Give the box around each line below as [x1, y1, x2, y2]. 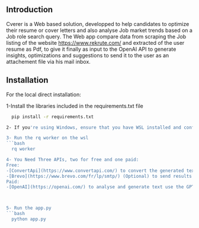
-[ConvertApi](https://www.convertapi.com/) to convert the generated [6, 168, 184, 174]
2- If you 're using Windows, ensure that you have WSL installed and [6, 124, 182, 131]
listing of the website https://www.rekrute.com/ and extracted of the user [6, 39, 185, 46]
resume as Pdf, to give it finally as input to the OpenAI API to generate [6, 45, 176, 53]
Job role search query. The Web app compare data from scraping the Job [6, 32, 187, 40]
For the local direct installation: [6, 91, 81, 98]
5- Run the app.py [6, 205, 52, 211]
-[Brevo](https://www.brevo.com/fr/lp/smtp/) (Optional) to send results [6, 173, 192, 179]
